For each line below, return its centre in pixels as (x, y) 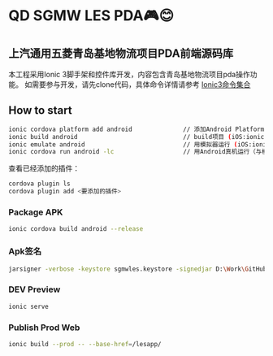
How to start (40, 111)
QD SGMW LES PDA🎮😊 (91, 16)
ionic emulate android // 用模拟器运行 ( (123, 144)
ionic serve (28, 306)
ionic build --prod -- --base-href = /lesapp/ (85, 344)
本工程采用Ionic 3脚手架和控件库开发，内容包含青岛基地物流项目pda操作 (129, 74)
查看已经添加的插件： (44, 168)
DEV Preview (35, 289)
